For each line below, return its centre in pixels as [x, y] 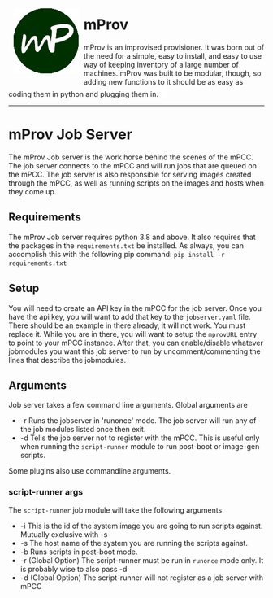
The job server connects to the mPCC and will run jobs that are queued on [133, 165]
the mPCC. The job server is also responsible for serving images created [130, 174]
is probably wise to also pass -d [74, 569]
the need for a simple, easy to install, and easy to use [173, 55]
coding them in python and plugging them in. [83, 94]
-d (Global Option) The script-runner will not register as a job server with [142, 578]
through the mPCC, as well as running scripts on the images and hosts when [136, 183]
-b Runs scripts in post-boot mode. [79, 552]
